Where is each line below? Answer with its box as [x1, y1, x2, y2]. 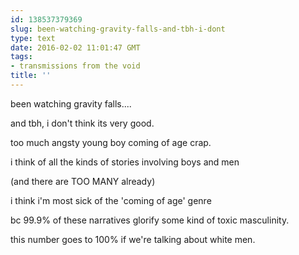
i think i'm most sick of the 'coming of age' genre [10, 194, 212, 206]
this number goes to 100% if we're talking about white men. [10, 233, 256, 245]
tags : [10, 52, 33, 62]
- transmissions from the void [10, 61, 141, 71]
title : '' [10, 71, 52, 81]
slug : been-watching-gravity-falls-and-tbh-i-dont [10, 24, 226, 34]
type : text [10, 33, 56, 43]
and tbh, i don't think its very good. [10, 117, 155, 129]
